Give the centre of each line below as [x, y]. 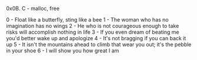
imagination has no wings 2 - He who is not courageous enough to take [93, 26]
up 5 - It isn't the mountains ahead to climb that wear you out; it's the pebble [99, 44]
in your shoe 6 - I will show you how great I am [63, 51]
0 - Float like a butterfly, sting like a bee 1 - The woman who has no [87, 20]
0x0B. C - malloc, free [33, 8]
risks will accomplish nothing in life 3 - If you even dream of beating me [93, 32]
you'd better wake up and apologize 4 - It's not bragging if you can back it [96, 38]
